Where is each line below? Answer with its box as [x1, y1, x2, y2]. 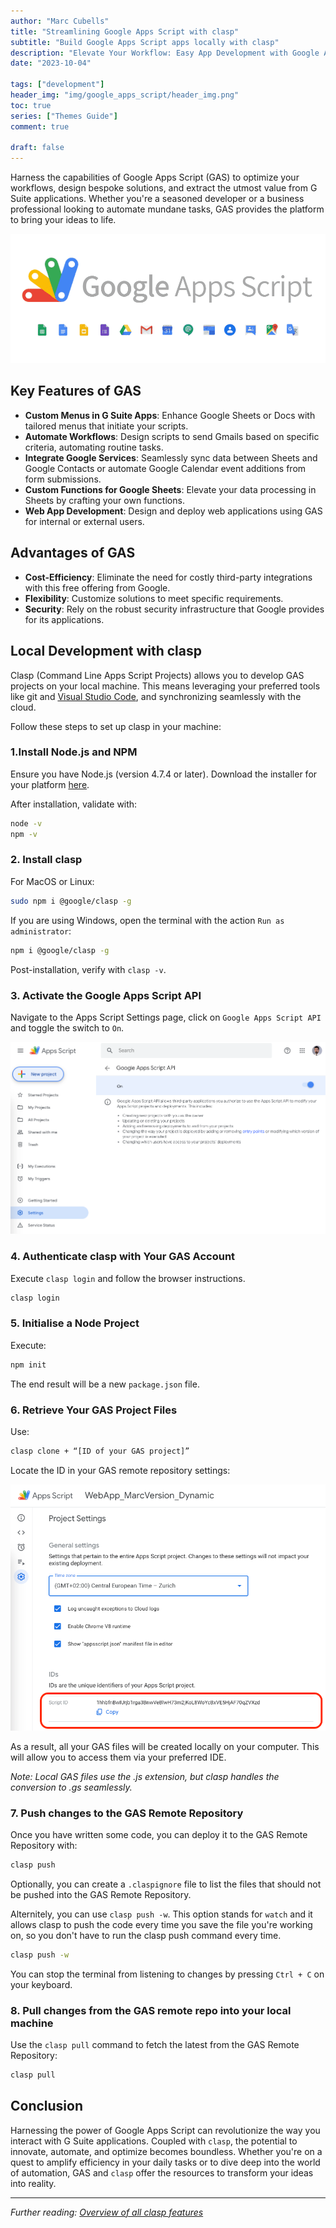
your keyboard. [10, 1978, 73, 1990]
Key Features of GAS [10, 383, 142, 400]
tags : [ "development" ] [10, 80, 105, 90]
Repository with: [10, 1840, 78, 1852]
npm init [10, 1360, 47, 1370]
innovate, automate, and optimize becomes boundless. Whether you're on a [10, 2145, 323, 2157]
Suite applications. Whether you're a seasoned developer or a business [10, 193, 305, 205]
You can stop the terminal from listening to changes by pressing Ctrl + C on [10, 1968, 325, 1980]
